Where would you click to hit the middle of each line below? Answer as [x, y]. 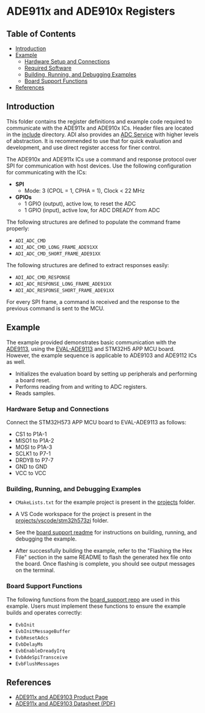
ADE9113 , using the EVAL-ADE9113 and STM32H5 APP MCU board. [91, 349]
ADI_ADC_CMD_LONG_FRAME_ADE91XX [56, 247]
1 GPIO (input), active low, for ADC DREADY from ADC [92, 210]
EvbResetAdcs [32, 638]
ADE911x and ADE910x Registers [91, 11]
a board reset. [33, 380]
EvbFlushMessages [37, 664]
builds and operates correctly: [44, 612]
